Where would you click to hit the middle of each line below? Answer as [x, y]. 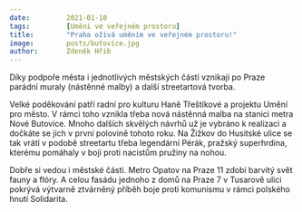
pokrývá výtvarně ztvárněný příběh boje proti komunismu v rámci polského [150, 189]
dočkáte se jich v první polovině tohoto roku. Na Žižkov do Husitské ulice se [151, 133]
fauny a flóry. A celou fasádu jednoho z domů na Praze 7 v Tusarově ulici [146, 180]
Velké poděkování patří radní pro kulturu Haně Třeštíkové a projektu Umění [149, 104]
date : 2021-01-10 [58, 18]
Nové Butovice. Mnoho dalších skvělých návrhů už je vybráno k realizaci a [148, 124]
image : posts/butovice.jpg [75, 43]
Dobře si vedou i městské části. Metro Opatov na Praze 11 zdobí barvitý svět [151, 170]
